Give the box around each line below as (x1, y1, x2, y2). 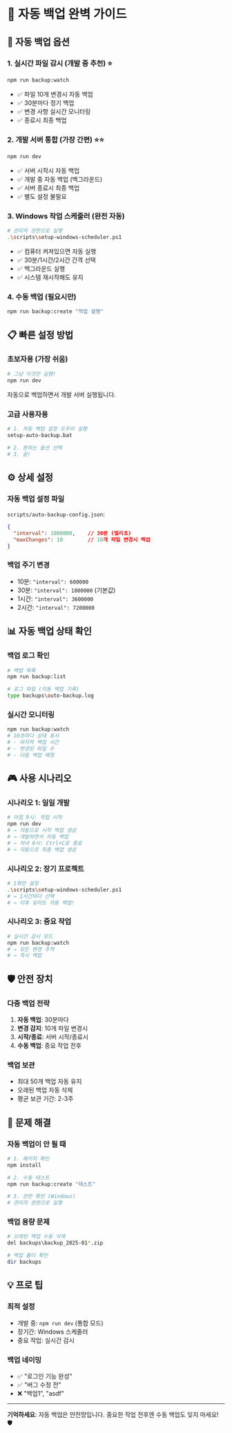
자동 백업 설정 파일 (7, 494, 65, 503)
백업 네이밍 (7, 1355, 42, 1365)
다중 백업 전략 (7, 999, 50, 1008)
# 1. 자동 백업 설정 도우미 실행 (7, 425, 88, 432)
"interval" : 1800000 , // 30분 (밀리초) (13, 530, 132, 537)
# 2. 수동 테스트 (7, 1174, 50, 1181)
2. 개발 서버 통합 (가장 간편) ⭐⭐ (7, 135, 105, 144)
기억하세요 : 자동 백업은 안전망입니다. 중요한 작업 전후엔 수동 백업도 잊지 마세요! (7, 1410, 219, 1418)
